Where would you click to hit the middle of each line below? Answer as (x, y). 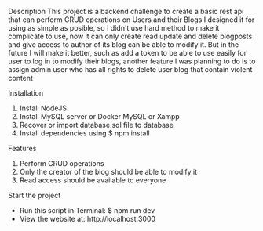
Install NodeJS (43, 108)
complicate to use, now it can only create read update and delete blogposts (130, 36)
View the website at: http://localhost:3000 (87, 219)
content (21, 78)
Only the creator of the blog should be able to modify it (108, 172)
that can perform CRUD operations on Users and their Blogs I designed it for (131, 20)
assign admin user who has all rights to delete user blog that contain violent (130, 69)
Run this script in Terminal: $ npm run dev (87, 210)
